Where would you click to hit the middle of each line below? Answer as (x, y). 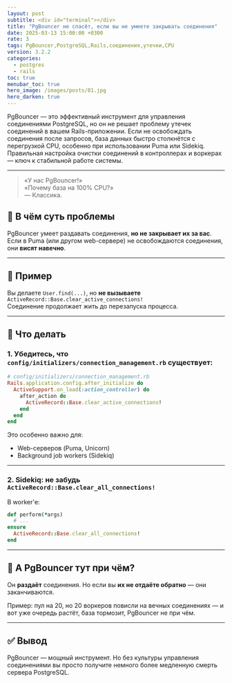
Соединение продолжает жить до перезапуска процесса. (93, 306)
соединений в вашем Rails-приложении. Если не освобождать (99, 131)
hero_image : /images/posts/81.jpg (57, 90)
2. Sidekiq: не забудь (44, 480)
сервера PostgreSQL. (38, 672)
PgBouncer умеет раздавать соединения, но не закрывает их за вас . (109, 233)
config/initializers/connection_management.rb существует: (110, 362)
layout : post (26, 13)
